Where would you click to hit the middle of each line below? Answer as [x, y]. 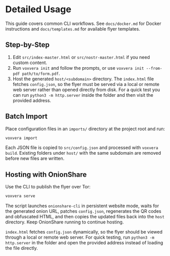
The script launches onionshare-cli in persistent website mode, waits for [82, 206]
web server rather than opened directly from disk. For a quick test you [86, 90]
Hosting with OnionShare [46, 174]
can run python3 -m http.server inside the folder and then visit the [83, 95]
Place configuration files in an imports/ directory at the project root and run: [85, 129]
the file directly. [22, 248]
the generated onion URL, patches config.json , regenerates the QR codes [83, 211]
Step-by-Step [28, 45]
